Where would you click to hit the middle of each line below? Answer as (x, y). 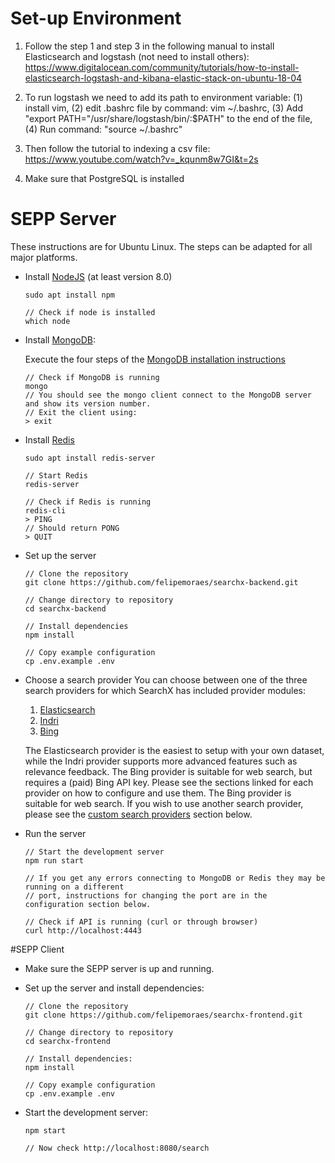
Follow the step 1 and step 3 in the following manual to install (149, 46)
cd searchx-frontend (67, 1041)
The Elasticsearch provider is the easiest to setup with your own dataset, (174, 750)
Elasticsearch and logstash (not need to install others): (137, 56)
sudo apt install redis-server (90, 458)
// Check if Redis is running (88, 502)
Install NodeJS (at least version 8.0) (98, 276)
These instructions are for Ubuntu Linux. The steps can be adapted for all (161, 246)
